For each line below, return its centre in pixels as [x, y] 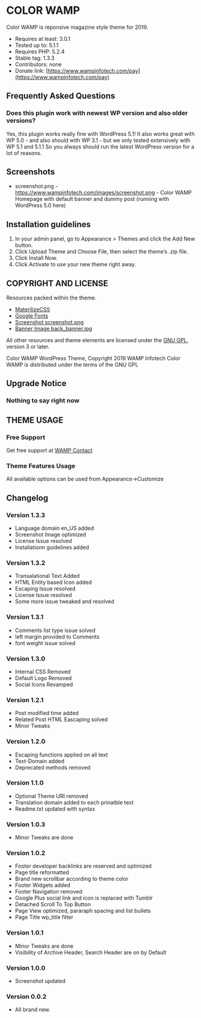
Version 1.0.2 [26, 853]
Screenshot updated [40, 981]
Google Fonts [31, 316]
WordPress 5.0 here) [40, 206]
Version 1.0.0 [26, 967]
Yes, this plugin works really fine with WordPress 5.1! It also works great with [100, 133]
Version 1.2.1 [25, 700]
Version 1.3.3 [26, 515]
